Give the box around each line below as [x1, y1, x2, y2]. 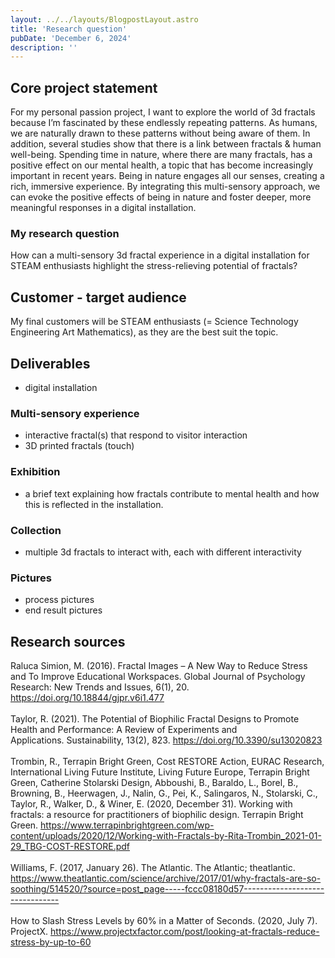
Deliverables [10, 355, 91, 372]
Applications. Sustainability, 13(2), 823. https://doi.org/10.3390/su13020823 [10, 734, 323, 746]
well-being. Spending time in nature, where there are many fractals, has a [10, 149, 313, 161]
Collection [10, 523, 62, 537]
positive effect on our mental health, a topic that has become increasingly [10, 159, 314, 171]
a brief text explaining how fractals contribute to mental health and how [24, 487, 320, 500]
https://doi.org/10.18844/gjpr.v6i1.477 [10, 691, 165, 703]
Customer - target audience [10, 289, 187, 306]
